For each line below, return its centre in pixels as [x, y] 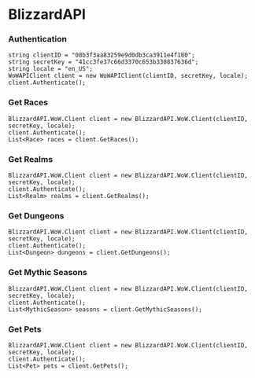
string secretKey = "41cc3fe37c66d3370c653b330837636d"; [103, 62]
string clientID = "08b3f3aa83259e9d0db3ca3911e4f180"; [102, 55]
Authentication [37, 39]
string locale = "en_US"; [50, 69]
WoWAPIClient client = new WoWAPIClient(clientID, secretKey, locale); [128, 76]
